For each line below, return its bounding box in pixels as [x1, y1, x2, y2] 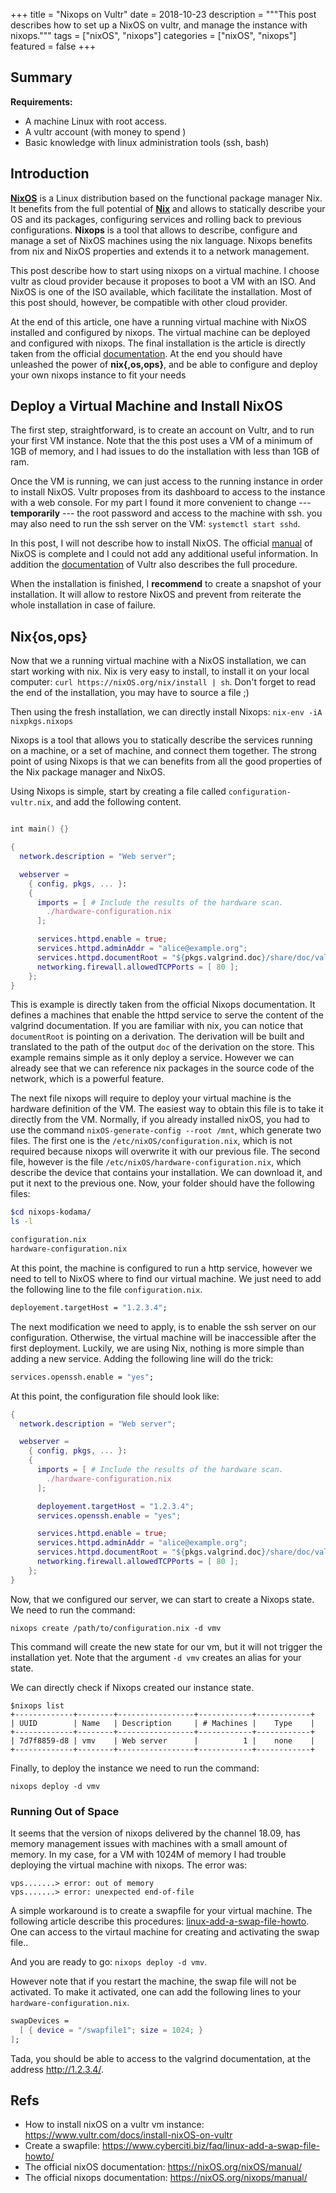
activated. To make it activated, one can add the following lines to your [10, 1985, 302, 1998]
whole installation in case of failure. [10, 599, 157, 611]
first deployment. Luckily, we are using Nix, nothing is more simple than [10, 1342, 305, 1354]
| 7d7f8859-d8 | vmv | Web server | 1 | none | [10, 1735, 315, 1746]
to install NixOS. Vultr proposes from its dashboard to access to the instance [10, 486, 326, 498]
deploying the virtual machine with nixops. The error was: [10, 1859, 248, 1871]
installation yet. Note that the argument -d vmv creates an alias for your [10, 1651, 302, 1663]
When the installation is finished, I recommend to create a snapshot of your [10, 578, 322, 590]
